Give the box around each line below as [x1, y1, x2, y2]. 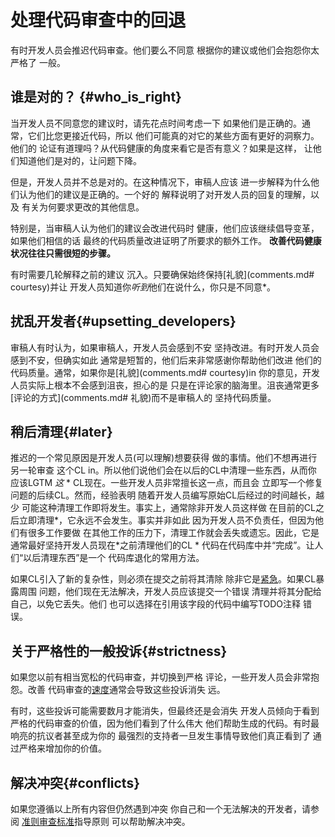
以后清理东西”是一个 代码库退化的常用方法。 [23, 552, 205, 564]
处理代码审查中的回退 [10, 9, 187, 32]
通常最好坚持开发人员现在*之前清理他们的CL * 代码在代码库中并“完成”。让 [10, 539, 315, 551]
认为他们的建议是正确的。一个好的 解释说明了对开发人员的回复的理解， [18, 188, 311, 200]
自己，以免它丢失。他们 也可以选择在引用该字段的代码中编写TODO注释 [10, 598, 302, 610]
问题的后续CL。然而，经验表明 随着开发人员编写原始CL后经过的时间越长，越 [10, 489, 325, 501]
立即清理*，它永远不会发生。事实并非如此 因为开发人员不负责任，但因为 [18, 514, 315, 526]
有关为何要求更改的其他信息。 [21, 201, 145, 213]
